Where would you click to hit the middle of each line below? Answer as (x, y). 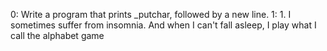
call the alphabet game (57, 35)
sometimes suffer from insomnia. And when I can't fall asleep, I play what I (163, 25)
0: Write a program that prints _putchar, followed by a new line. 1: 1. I (151, 14)
